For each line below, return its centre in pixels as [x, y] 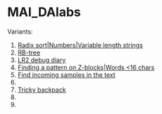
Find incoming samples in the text [67, 75]
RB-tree [29, 52]
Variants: [20, 31]
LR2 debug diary [42, 59]
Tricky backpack [42, 90]
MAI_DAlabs [44, 12]
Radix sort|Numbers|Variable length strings [80, 45]
